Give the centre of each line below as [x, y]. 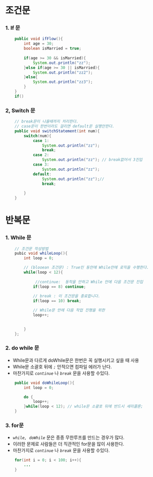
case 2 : [41, 155]
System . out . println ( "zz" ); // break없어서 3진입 [92, 160]
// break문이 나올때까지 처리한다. [46, 121]
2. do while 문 [22, 348]
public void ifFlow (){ [39, 39]
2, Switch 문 [20, 110]
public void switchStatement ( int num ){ [57, 131]
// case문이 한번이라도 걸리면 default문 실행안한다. [64, 127]
